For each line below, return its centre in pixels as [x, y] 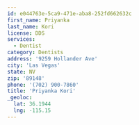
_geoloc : [20, 98]
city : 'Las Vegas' [34, 65]
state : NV [22, 72]
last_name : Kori [31, 26]
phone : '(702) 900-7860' [43, 85]
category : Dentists [35, 53]
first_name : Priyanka [39, 20]
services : [22, 40]
